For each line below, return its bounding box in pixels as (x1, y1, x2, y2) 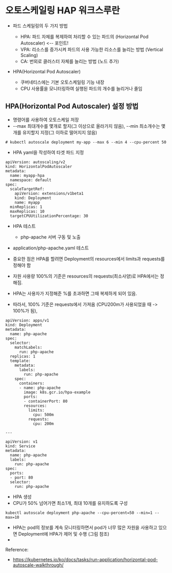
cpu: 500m (32, 412, 54, 417)
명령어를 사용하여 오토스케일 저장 (12, 116, 79, 123)
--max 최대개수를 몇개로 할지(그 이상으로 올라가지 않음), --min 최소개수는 (12, 123, 160, 129)
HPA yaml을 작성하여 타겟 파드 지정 (12, 149, 84, 155)
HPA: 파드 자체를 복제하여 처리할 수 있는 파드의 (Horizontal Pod (20, 33, 149, 39)
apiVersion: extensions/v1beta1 (14, 191, 84, 196)
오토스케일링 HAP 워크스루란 (5, 5, 120, 16)
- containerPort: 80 (24, 399, 68, 404)
